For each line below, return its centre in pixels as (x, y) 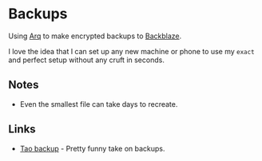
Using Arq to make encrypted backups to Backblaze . (95, 36)
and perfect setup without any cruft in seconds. (87, 60)
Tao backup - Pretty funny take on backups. (92, 148)
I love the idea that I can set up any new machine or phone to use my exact (131, 51)
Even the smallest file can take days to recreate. (99, 104)
